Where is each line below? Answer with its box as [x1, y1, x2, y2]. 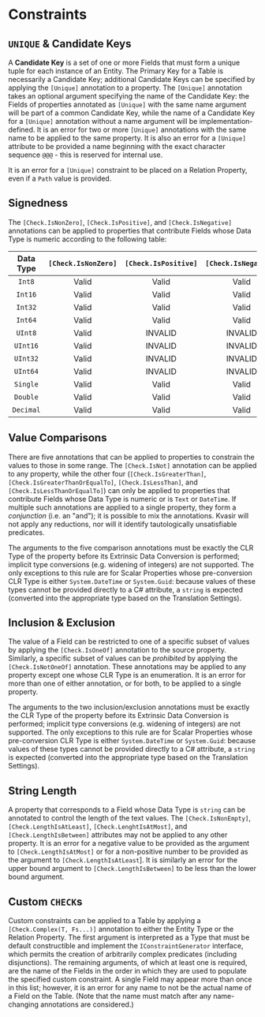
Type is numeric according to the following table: [8, 234, 167, 244]
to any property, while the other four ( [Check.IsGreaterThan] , [8, 469, 207, 478]
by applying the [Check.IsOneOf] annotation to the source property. [8, 645, 227, 655]
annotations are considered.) [40, 1000, 134, 1009]
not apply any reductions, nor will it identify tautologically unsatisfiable [8, 519, 237, 529]
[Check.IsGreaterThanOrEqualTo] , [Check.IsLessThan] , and [8, 477, 199, 487]
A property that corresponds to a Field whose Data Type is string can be [8, 805, 246, 814]
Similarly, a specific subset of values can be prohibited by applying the [8, 653, 238, 664]
